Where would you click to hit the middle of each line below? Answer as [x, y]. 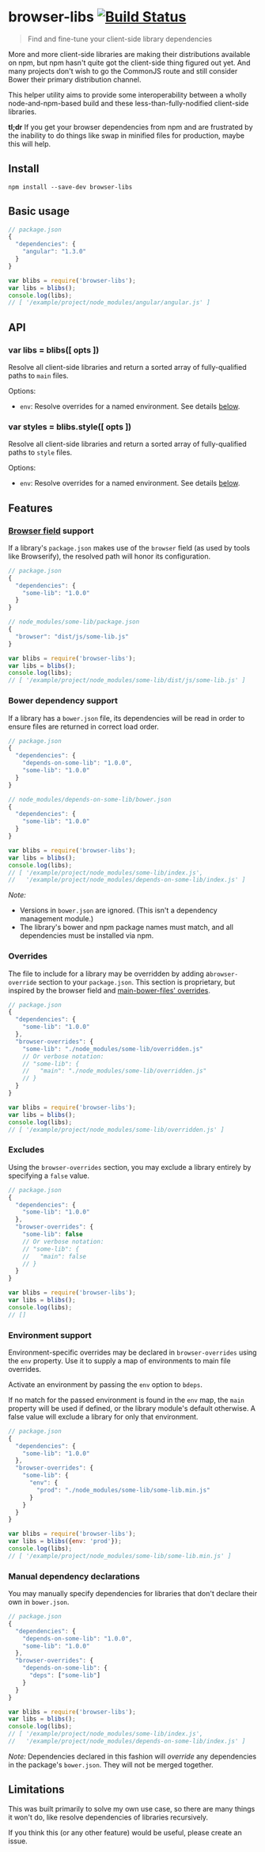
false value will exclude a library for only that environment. [103, 1416]
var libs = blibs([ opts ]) [54, 350]
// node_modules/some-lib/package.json [74, 622]
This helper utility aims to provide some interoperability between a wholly [127, 94]
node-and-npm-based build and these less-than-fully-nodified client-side [129, 103]
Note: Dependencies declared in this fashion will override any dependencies [132, 1756]
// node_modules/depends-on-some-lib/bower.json [90, 799]
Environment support [50, 1335]
